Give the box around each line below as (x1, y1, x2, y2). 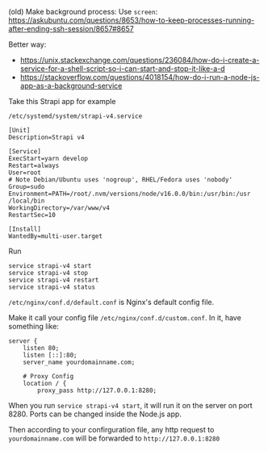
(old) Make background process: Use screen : (8, 7, 158, 16)
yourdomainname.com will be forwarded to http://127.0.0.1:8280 (8, 433, 220, 443)
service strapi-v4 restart (8, 276, 99, 284)
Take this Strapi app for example (8, 97, 116, 106)
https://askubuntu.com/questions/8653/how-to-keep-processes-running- (8, 15, 255, 25)
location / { (23, 379, 67, 387)
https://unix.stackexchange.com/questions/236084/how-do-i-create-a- (19, 56, 260, 65)
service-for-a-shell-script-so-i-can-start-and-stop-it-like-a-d (19, 64, 225, 73)
